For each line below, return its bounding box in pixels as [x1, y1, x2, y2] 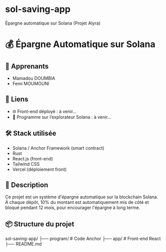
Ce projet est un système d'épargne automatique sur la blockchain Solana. [5, 194, 159, 200]
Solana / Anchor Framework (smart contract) [12, 145, 105, 151]
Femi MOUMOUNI [12, 80, 50, 86]
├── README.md [5, 241, 42, 247]
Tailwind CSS [12, 161, 40, 167]
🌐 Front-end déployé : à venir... [12, 108, 77, 114]
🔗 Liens [5, 95, 28, 104]
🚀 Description [5, 180, 48, 189]
